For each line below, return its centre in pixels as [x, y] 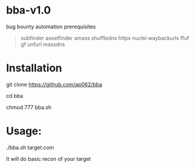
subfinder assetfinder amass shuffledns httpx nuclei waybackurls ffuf [105, 38]
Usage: [24, 131]
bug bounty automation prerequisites [51, 27]
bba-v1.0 [29, 10]
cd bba [15, 95]
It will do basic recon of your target [49, 159]
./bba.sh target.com [30, 147]
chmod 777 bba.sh [29, 107]
